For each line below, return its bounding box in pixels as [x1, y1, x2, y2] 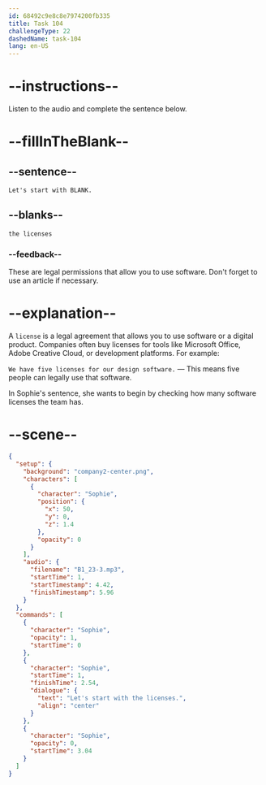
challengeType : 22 [8, 27, 71, 35]
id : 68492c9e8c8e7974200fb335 [8, 11, 111, 20]
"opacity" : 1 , [29, 634, 79, 642]
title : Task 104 [8, 20, 63, 28]
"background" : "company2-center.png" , [23, 467, 154, 475]
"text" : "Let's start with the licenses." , [37, 694, 187, 703]
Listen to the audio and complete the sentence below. [8, 104, 188, 114]
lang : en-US [8, 42, 49, 50]
